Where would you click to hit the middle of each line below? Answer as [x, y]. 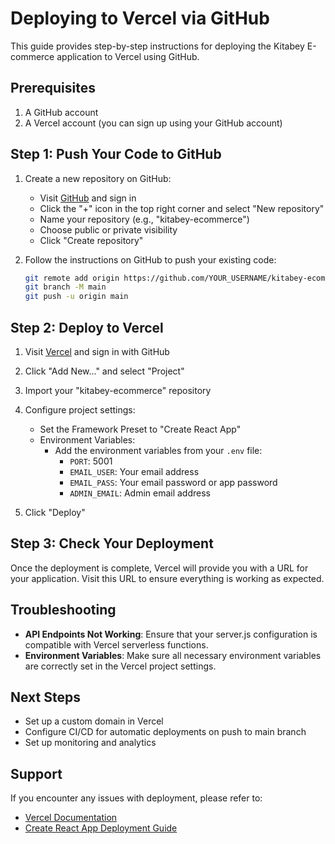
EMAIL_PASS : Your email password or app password [173, 482]
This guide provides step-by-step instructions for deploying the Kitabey [157, 46]
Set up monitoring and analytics [90, 743]
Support [36, 773]
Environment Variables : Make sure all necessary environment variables [173, 655]
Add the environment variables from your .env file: [158, 450]
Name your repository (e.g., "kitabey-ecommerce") [144, 219]
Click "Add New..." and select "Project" [104, 371]
